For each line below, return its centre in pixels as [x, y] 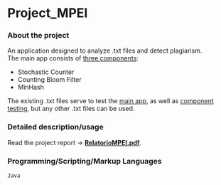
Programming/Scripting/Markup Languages [85, 161]
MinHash [31, 88]
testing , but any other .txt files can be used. [71, 109]
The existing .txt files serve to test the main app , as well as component [111, 101]
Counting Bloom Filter [49, 80]
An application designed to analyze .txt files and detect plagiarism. [105, 51]
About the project [38, 36]
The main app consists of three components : [73, 58]
